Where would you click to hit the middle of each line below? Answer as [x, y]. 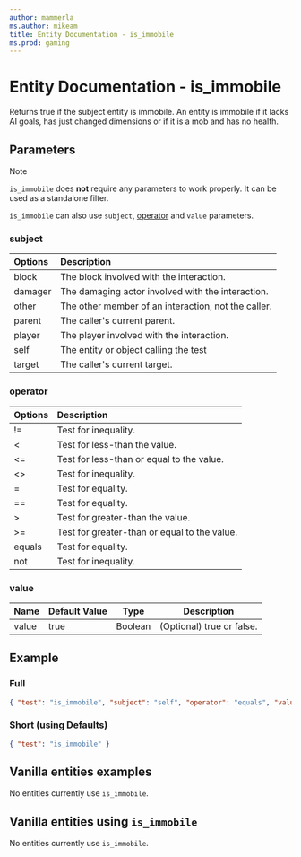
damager [33, 292]
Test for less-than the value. [117, 444]
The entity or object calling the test [133, 350]
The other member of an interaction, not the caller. [166, 306]
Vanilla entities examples [81, 772]
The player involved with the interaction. [144, 336]
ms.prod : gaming [39, 43]
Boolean [133, 626]
